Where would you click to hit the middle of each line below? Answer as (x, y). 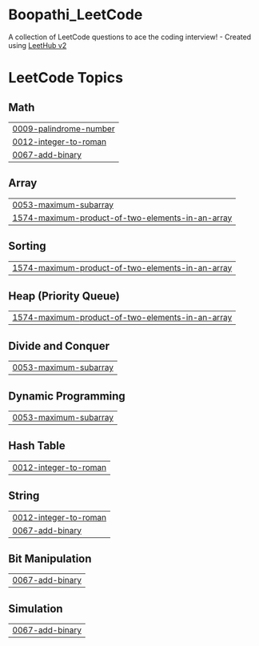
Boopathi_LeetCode (76, 15)
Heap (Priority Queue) (64, 296)
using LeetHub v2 (38, 45)
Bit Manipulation (50, 559)
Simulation (36, 609)
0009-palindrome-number (64, 128)
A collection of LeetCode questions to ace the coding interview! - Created (130, 37)
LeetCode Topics (66, 78)
